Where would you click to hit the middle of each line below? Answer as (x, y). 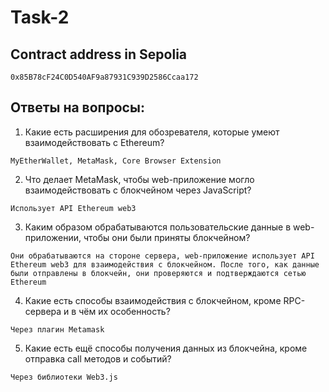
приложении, (53, 237)
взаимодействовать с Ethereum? (94, 142)
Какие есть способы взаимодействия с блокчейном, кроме (153, 300)
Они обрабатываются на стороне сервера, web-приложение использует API (162, 256)
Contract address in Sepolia (99, 54)
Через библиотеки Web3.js (64, 377)
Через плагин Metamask (57, 329)
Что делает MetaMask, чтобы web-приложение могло (139, 179)
